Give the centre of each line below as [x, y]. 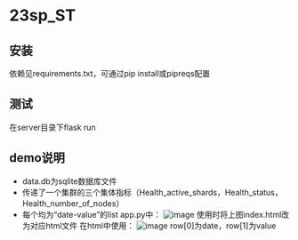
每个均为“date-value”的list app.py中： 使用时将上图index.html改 [156, 214]
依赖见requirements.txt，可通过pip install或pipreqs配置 [110, 73]
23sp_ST [43, 16]
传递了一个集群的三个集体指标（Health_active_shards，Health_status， [152, 192]
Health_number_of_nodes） [73, 203]
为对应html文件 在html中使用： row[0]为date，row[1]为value [149, 225]
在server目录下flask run [52, 127]
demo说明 [37, 158]
